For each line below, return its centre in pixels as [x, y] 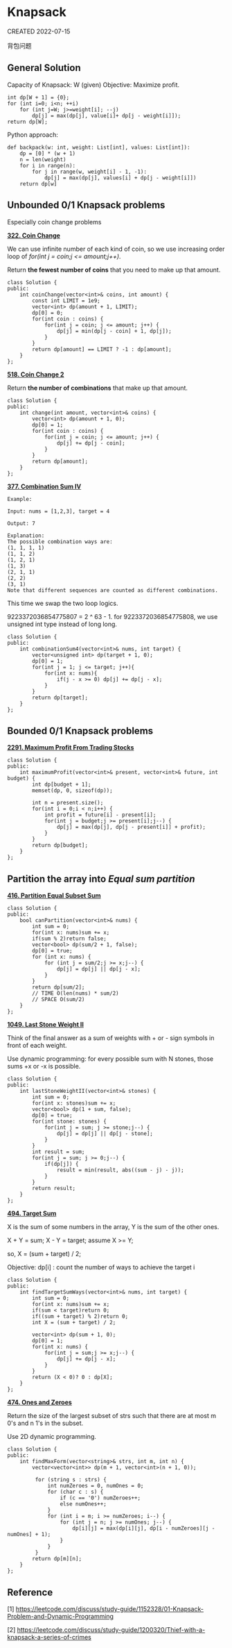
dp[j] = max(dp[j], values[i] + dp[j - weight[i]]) [120, 178]
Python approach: [33, 134]
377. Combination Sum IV [44, 486]
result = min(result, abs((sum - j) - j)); [121, 1170]
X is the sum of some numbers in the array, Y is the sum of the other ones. [113, 1227]
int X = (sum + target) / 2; [74, 1323]
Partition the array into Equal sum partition [101, 879]
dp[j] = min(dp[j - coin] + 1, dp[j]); [114, 331]
